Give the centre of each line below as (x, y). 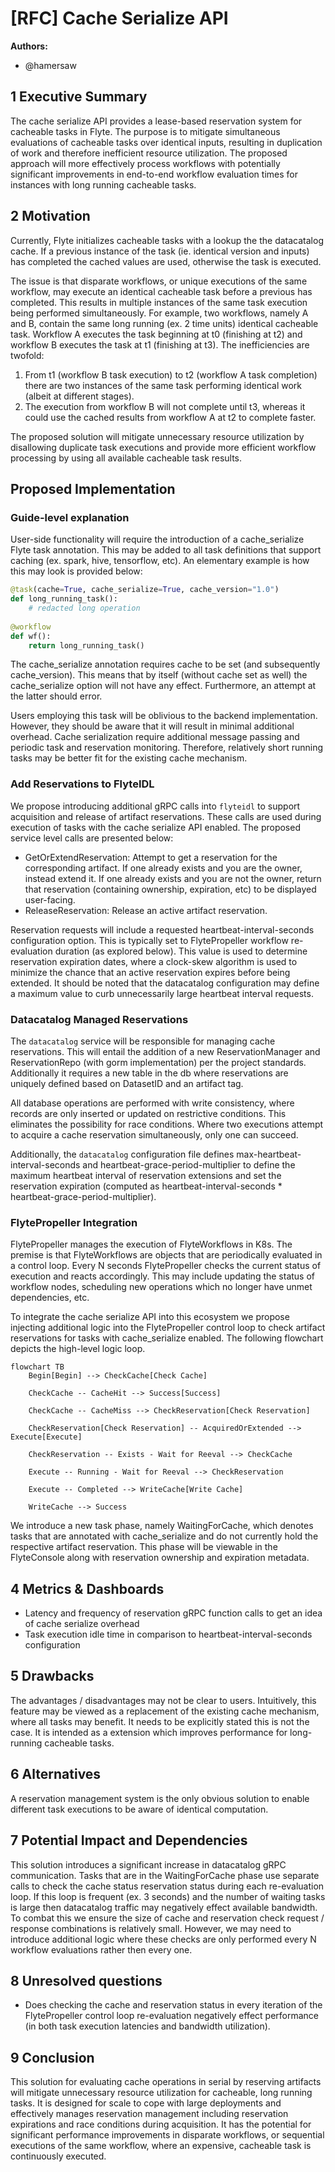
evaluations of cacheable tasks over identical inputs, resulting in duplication (166, 142)
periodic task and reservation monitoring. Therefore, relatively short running (167, 748)
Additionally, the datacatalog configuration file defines (122, 1154)
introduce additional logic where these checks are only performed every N (163, 1939)
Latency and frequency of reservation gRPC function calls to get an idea (173, 1613)
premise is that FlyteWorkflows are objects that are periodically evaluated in (166, 1255)
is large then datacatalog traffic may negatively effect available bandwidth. (164, 1907)
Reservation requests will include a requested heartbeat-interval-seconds (162, 929)
